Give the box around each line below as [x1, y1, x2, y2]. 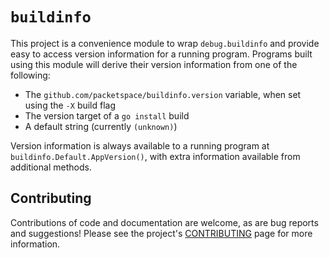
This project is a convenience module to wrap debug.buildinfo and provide [10, 37, 320, 49]
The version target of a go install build [24, 109, 190, 122]
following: [10, 69, 51, 81]
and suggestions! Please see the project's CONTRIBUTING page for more [10, 227, 313, 239]
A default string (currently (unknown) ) [24, 120, 178, 132]
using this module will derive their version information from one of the [10, 58, 298, 70]
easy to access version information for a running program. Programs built [10, 48, 313, 60]
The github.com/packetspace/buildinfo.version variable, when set [24, 88, 302, 100]
